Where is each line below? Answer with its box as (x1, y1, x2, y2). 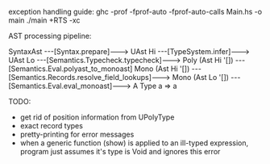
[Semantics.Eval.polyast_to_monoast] (8, 64, 133, 74)
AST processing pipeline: (8, 32, 92, 40)
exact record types (19, 121, 83, 130)
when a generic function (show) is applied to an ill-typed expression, (19, 138, 249, 148)
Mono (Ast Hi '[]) (134, 64, 190, 74)
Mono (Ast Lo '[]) (172, 73, 230, 82)
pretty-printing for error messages (19, 129, 135, 139)
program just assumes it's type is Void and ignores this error (19, 147, 221, 156)
